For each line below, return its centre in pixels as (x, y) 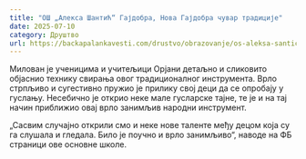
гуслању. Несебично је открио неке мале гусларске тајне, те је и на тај (148, 98)
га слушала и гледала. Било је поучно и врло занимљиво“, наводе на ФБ (151, 135)
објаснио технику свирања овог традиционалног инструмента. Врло (143, 79)
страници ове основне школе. (68, 144)
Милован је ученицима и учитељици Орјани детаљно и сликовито (138, 69)
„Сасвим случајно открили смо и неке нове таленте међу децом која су (149, 125)
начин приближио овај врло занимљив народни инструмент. (128, 108)
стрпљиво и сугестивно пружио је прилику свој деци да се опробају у (147, 88)
